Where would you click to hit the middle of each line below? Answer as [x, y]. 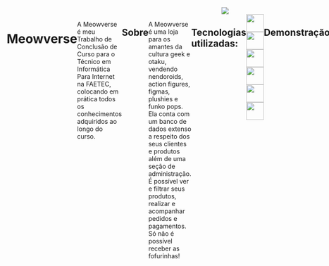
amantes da [165, 46]
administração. [170, 174]
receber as [164, 248]
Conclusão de [97, 46]
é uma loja [163, 32]
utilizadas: [215, 44]
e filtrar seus [167, 189]
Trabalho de [94, 39]
